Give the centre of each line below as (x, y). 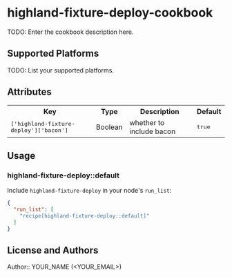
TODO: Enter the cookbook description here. (70, 32)
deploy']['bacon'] (40, 130)
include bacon (153, 131)
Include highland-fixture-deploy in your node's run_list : (89, 191)
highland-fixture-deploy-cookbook (110, 13)
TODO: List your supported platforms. (61, 70)
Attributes (29, 92)
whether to (147, 122)
